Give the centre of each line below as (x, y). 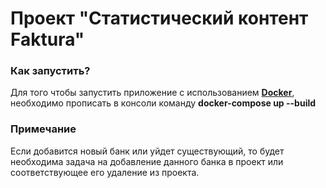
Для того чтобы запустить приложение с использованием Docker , (152, 93)
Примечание (43, 129)
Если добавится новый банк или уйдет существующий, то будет (147, 151)
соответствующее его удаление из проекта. (105, 172)
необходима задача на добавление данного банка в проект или (147, 161)
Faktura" (47, 39)
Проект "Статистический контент (159, 18)
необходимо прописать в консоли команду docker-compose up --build (163, 103)
